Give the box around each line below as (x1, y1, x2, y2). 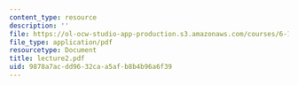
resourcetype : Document (9, 46, 98, 55)
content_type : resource (9, 12, 98, 22)
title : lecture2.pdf (9, 54, 86, 63)
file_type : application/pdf (9, 37, 114, 47)
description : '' (9, 21, 69, 30)
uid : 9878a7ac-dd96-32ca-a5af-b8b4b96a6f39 (9, 63, 173, 72)
